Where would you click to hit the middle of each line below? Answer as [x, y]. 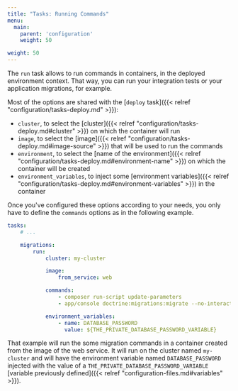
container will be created [54, 169]
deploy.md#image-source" [57, 146]
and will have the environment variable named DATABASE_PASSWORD [126, 358]
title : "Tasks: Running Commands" [58, 14]
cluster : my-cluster [75, 258]
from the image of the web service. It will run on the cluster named [104, 351]
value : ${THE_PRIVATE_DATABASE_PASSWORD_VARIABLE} [141, 330]
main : [22, 27]
